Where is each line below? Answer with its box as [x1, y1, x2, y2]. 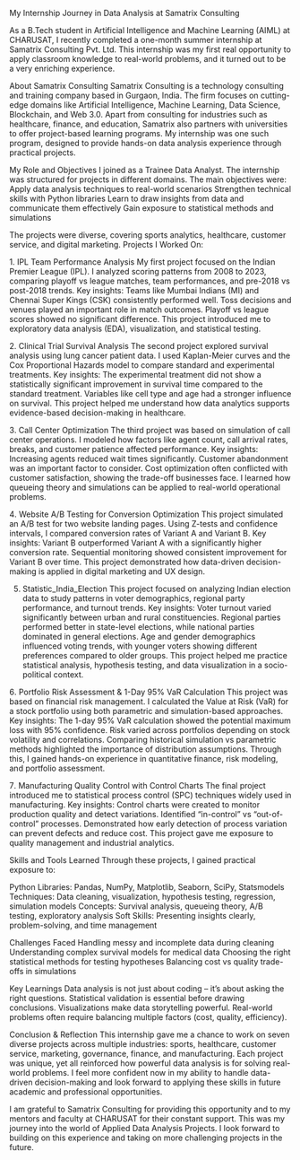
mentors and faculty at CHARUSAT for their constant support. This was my [9, 1113, 285, 1124]
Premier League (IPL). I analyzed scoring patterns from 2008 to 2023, [9, 266, 267, 276]
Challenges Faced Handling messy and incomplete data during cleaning [9, 938, 275, 947]
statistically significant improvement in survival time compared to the [9, 379, 263, 389]
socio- [263, 659, 288, 670]
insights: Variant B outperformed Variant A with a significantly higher [9, 537, 262, 548]
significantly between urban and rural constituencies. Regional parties [21, 612, 281, 623]
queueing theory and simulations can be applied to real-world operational [9, 482, 280, 493]
